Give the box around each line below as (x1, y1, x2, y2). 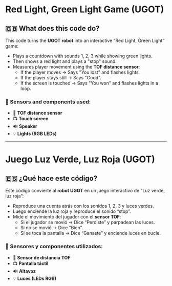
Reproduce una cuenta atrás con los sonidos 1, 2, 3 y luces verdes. (12, 203, 155, 209)
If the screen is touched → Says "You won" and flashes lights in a (20, 80, 159, 86)
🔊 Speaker (12, 123, 37, 129)
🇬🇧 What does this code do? (5, 24, 100, 33)
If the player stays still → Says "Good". (20, 75, 101, 80)
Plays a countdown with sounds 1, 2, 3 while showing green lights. (12, 53, 153, 59)
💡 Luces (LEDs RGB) (12, 275, 57, 281)
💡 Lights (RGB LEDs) (12, 130, 57, 137)
